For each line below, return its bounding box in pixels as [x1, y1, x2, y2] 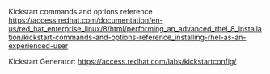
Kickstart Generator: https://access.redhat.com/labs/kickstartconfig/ [8, 56, 237, 66]
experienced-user [8, 41, 69, 51]
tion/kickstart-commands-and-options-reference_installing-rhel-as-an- [8, 32, 247, 42]
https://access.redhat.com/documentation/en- [8, 15, 163, 25]
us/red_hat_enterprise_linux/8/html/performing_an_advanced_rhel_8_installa [8, 24, 263, 33]
